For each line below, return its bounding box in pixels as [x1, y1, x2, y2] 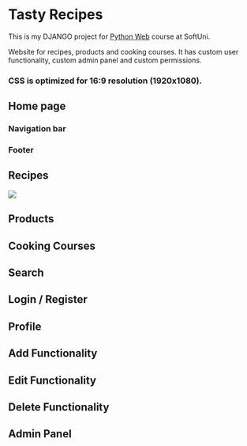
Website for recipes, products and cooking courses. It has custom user [8, 47, 239, 56]
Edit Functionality [8, 373, 97, 387]
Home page [8, 100, 66, 113]
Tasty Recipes [8, 6, 103, 24]
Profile [8, 319, 42, 333]
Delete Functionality [8, 401, 110, 414]
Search [8, 266, 45, 280]
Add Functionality [8, 346, 98, 361]
